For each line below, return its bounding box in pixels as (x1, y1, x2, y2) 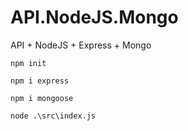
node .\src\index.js (10, 111, 97, 121)
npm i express (10, 76, 70, 86)
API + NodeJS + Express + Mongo (10, 39, 152, 51)
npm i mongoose (10, 93, 74, 103)
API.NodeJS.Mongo (10, 6, 179, 29)
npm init (10, 58, 47, 68)
